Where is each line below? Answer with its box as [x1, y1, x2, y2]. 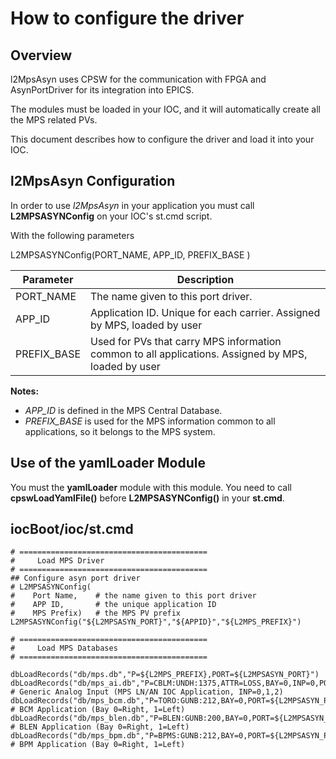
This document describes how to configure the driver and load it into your [10, 133, 315, 145]
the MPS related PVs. [10, 114, 98, 126]
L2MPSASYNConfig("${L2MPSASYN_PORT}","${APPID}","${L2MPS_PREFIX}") [10, 617, 302, 627]
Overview [10, 47, 73, 64]
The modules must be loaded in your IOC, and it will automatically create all [10, 103, 321, 115]
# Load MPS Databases [10, 643, 118, 654]
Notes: [10, 385, 40, 397]
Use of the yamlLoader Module [10, 455, 206, 472]
